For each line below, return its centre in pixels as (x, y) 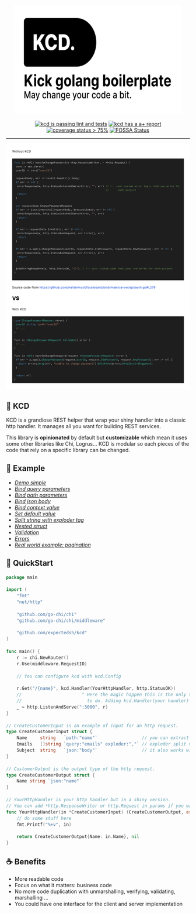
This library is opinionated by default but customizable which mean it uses (97, 437)
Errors (22, 538)
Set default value (35, 514)
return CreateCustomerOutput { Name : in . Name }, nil (78, 837)
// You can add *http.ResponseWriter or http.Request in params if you (95, 806)
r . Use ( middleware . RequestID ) (52, 664)
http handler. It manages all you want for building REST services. (84, 426)
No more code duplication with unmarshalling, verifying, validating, (95, 891)
